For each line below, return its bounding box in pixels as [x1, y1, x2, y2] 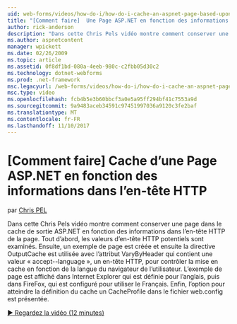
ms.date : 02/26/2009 [7, 50, 68, 57]
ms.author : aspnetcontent [7, 37, 83, 44]
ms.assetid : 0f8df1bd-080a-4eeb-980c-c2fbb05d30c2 [7, 63, 159, 70]
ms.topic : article [7, 57, 61, 64]
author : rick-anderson [7, 23, 74, 30]
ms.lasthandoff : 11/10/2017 [7, 122, 90, 129]
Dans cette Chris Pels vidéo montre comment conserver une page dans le [7, 220, 222, 228]
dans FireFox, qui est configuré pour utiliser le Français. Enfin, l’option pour [7, 280, 226, 289]
